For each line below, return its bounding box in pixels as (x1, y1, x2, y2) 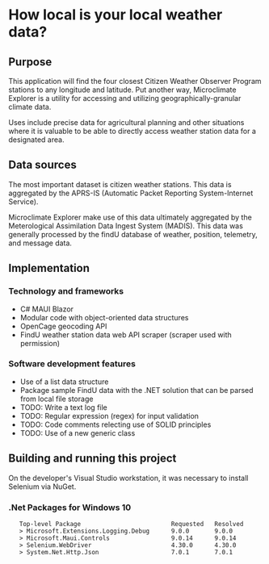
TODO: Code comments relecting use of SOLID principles (19, 420, 212, 429)
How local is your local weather (8, 6, 223, 24)
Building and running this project (8, 452, 177, 466)
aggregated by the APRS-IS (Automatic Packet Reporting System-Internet (8, 188, 254, 198)
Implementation (8, 261, 90, 275)
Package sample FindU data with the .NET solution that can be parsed (19, 385, 254, 395)
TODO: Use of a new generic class (19, 428, 136, 437)
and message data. (8, 238, 73, 248)
